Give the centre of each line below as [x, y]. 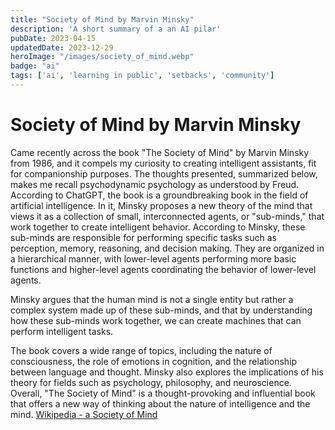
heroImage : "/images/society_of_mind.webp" [102, 57]
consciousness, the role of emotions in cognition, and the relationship [154, 361]
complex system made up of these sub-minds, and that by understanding [161, 310]
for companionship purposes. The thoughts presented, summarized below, [164, 173]
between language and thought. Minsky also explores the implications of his [167, 372]
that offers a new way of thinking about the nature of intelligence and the [160, 403]
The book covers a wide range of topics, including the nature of [141, 350]
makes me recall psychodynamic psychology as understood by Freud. [155, 184]
